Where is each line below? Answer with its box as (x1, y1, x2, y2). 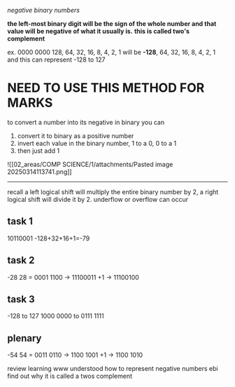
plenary (7, 332, 42, 344)
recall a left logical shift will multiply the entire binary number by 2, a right (7, 187, 219, 196)
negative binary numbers (7, 6, 80, 14)
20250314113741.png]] (7, 168, 72, 176)
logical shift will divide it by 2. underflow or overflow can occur (7, 195, 189, 203)
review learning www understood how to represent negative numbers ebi (7, 365, 218, 373)
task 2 (7, 254, 35, 266)
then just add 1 (17, 147, 60, 155)
